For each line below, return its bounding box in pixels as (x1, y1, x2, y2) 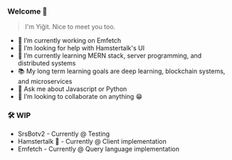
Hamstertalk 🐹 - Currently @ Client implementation (17, 137, 167, 145)
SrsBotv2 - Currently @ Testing (17, 129, 110, 138)
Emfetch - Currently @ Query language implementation (17, 144, 180, 153)
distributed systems (17, 59, 76, 68)
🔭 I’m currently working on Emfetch (17, 36, 122, 45)
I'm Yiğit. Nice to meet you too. (24, 23, 116, 31)
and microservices (17, 78, 73, 86)
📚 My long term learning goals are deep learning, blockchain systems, (17, 67, 226, 75)
